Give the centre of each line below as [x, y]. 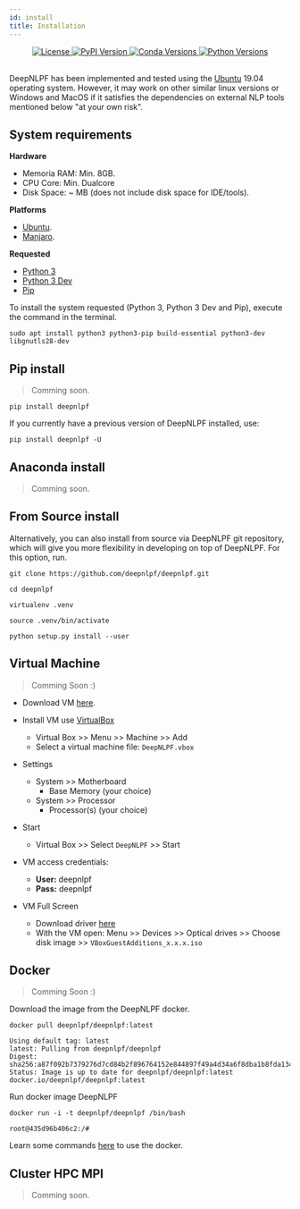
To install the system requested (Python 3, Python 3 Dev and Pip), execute [146, 308]
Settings [37, 764]
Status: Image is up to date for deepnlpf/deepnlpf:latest [121, 1073]
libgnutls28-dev [39, 342]
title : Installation [48, 26]
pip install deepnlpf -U [55, 440]
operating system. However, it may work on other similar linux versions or [144, 88]
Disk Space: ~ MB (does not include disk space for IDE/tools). [136, 192]
